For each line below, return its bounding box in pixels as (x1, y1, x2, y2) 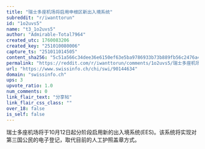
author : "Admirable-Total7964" (6, 32, 86, 38)
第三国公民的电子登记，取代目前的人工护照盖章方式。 (6, 136, 140, 144)
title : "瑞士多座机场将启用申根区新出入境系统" (6, 9, 113, 15)
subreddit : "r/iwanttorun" (6, 15, 75, 21)
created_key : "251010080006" (6, 43, 81, 49)
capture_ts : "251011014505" (6, 49, 78, 55)
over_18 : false (6, 105, 45, 112)
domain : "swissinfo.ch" (6, 71, 67, 78)
